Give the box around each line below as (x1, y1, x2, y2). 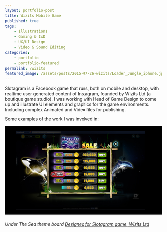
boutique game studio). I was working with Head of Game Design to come (5, 96, 157, 102)
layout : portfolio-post (5, 8, 55, 13)
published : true (5, 18, 39, 23)
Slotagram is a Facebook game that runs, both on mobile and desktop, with (5, 85, 159, 92)
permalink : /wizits (5, 66, 46, 71)
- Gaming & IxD (14, 34, 46, 39)
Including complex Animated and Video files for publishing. (5, 107, 126, 113)
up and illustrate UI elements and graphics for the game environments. (5, 101, 150, 107)
